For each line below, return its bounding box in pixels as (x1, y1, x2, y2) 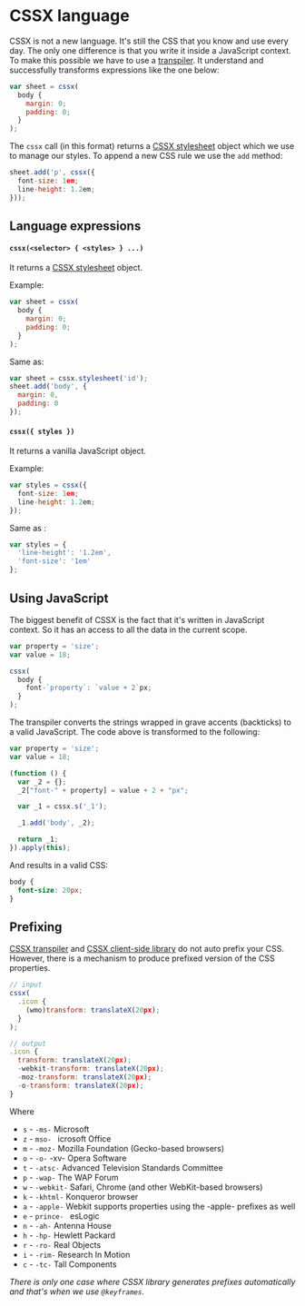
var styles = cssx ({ (9, 480, 88, 490)
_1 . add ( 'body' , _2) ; (17, 818, 95, 827)
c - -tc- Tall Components (22, 1259, 117, 1270)
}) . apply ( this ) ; (9, 844, 71, 853)
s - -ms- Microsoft (22, 1123, 90, 1134)
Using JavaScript (9, 590, 109, 606)
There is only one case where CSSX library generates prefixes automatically (9, 1276, 296, 1287)
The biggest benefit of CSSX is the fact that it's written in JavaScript (9, 614, 265, 625)
